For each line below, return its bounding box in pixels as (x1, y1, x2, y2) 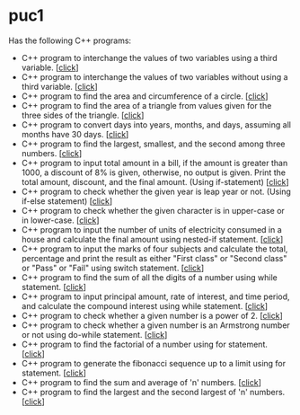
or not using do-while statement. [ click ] (21, 329, 168, 340)
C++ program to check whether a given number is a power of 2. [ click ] (21, 310, 284, 321)
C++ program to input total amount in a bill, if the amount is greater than (21, 157, 288, 168)
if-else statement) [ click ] (21, 195, 113, 207)
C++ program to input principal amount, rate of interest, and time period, (21, 291, 290, 302)
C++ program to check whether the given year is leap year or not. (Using (21, 186, 291, 197)
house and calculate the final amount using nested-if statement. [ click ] (21, 234, 284, 244)
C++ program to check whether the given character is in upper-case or (21, 205, 285, 216)
